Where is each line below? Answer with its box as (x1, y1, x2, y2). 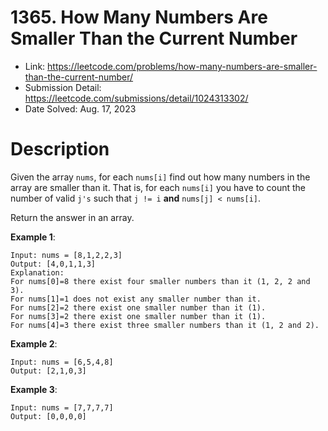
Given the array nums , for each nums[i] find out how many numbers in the (10, 171, 311, 183)
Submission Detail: (24, 81, 102, 93)
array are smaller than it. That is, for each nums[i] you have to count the (10, 181, 306, 193)
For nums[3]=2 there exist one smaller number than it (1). (10, 311, 267, 321)
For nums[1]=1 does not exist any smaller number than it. (10, 294, 262, 304)
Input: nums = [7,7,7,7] (10, 402, 114, 413)
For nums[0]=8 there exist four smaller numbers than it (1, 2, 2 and (10, 276, 311, 286)
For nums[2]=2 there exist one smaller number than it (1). (10, 302, 267, 313)
